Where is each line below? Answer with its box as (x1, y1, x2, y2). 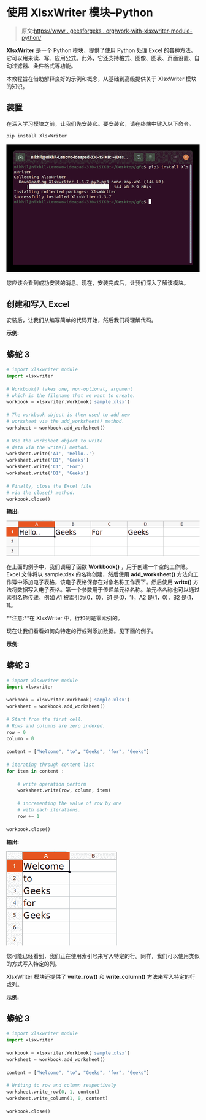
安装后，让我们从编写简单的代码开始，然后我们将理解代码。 (6, 317, 157, 324)
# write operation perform (17, 781, 86, 787)
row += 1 (17, 813, 40, 819)
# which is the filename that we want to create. (6, 392, 136, 399)
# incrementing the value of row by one (17, 800, 122, 807)
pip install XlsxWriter (6, 133, 67, 139)
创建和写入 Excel (6, 299, 71, 309)
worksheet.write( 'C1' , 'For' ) (6, 464, 84, 470)
